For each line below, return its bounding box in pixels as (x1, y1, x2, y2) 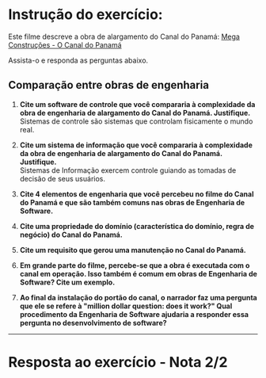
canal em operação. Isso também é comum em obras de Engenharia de (19, 269, 257, 278)
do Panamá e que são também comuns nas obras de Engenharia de (19, 197, 245, 207)
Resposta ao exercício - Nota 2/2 (8, 353, 228, 371)
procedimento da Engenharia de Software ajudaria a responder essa (19, 309, 249, 319)
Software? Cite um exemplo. (19, 277, 116, 287)
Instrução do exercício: (8, 6, 164, 24)
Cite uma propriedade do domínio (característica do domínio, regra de (19, 221, 255, 231)
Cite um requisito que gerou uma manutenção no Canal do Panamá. (19, 245, 247, 254)
